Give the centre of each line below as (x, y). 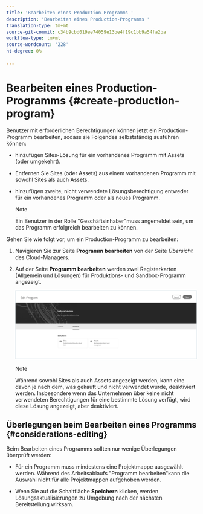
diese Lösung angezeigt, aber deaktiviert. (67, 406)
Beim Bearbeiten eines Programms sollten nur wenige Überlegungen (92, 449)
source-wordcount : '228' (37, 45)
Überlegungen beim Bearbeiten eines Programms (101, 425)
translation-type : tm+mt (37, 25)
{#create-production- (124, 101)
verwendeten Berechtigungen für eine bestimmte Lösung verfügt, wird (103, 399)
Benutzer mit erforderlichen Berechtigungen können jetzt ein (82, 130)
